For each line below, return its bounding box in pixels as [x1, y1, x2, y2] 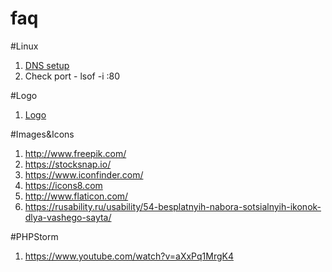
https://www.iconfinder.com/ [24, 168, 144, 181]
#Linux [10, 40, 39, 52]
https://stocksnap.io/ [24, 158, 112, 170]
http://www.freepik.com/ [24, 147, 127, 159]
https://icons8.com [24, 179, 103, 191]
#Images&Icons [10, 128, 75, 140]
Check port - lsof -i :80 [24, 70, 121, 82]
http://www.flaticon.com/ [24, 190, 129, 202]
